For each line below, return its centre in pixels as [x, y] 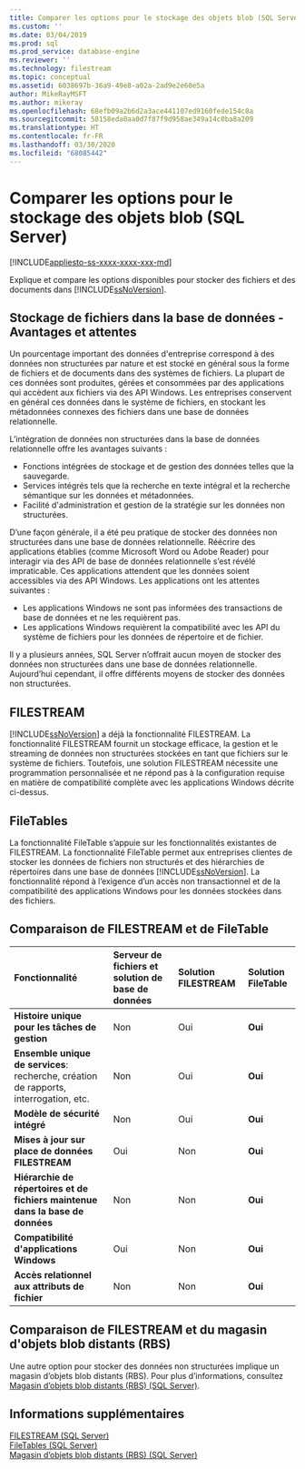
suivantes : [30, 590]
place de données [54, 1151]
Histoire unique [48, 1015]
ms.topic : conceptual [50, 77]
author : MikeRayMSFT [49, 94]
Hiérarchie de [44, 1177]
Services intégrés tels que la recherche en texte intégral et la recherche [156, 486]
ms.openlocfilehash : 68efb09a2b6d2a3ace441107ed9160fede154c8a [132, 111]
